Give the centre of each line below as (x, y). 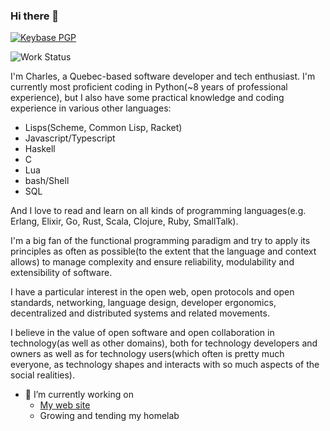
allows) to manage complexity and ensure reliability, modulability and (152, 262)
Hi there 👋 (35, 16)
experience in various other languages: (91, 108)
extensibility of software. (61, 273)
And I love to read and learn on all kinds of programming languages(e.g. (158, 211)
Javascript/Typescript (70, 138)
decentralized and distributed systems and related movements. (140, 313)
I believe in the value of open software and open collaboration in (142, 333)
